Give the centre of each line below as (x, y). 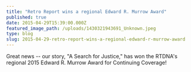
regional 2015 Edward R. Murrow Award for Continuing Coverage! (87, 62)
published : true (26, 17)
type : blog (20, 34)
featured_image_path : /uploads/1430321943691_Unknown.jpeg (81, 28)
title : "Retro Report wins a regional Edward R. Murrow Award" (87, 12)
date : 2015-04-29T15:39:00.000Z (46, 23)
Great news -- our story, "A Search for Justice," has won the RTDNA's (92, 56)
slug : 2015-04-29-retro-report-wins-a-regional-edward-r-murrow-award (96, 39)
